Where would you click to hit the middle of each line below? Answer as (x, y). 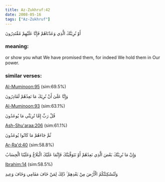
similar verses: (23, 76)
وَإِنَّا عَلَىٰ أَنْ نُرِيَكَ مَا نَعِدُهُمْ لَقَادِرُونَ (37, 96)
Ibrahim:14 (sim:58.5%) (29, 164)
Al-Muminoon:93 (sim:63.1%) (35, 106)
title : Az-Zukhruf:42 (28, 10)
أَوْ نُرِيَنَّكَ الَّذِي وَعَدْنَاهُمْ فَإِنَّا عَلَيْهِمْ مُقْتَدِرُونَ (43, 34)
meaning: (17, 47)
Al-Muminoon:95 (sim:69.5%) (36, 86)
